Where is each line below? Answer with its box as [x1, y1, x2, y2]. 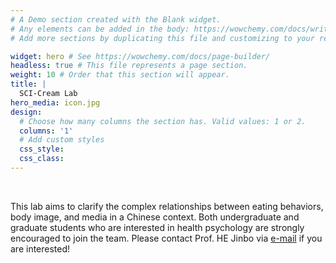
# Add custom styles [19, 135, 105, 145]
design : [10, 107, 43, 117]
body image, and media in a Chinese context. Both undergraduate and [10, 211, 300, 223]
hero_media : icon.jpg [10, 97, 101, 108]
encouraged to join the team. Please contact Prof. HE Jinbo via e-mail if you [10, 232, 323, 244]
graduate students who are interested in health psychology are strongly [10, 221, 305, 233]
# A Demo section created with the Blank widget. [10, 14, 222, 25]
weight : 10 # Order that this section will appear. [10, 70, 230, 80]
